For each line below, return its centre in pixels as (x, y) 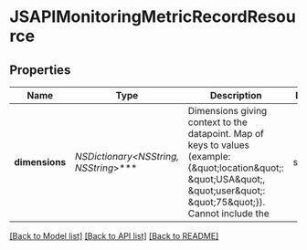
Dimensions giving (228, 111)
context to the (218, 122)
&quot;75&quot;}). (227, 202)
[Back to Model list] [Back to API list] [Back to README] (114, 236)
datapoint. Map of (226, 134)
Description (236, 95)
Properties (40, 70)
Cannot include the (228, 214)
